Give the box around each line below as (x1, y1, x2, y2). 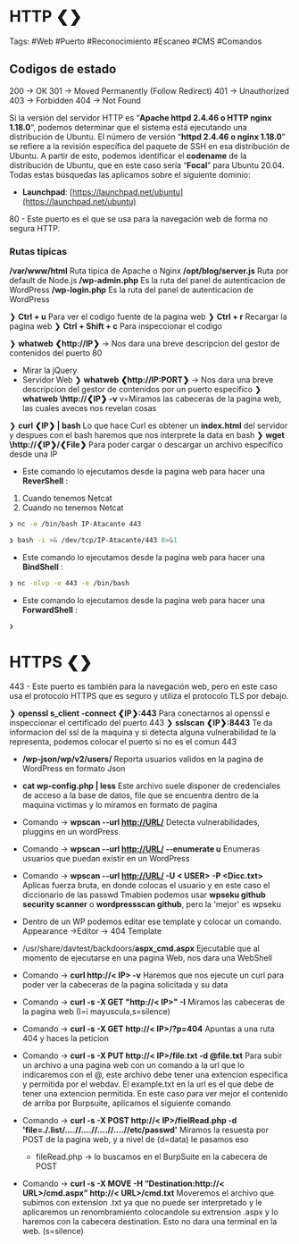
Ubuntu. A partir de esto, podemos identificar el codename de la (9, 150, 247, 161)
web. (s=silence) (21, 1226, 85, 1237)
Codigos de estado (9, 62, 117, 77)
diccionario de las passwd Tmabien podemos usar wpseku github (21, 889, 266, 900)
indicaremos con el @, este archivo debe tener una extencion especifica (21, 1070, 288, 1080)
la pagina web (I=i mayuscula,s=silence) (21, 1006, 171, 1017)
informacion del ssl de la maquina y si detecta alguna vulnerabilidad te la (9, 727, 277, 738)
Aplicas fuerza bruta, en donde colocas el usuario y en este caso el (21, 880, 270, 891)
